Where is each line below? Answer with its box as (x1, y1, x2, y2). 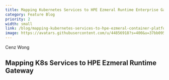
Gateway (5, 66, 34, 75)
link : (5, 26, 17, 31)
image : (5, 30, 19, 35)
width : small (5, 21, 33, 26)
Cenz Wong (5, 44, 30, 50)
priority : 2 (5, 16, 30, 21)
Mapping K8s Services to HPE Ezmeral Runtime (5, 58, 157, 67)
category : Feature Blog (5, 12, 55, 17)
